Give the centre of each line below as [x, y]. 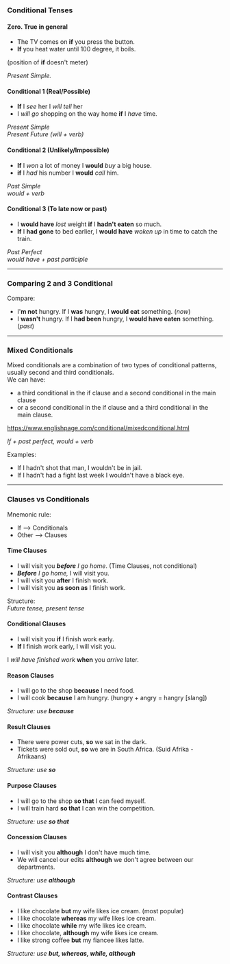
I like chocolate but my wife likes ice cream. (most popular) [100, 911]
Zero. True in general [38, 27]
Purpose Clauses [32, 786]
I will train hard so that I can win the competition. [86, 808]
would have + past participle [48, 259]
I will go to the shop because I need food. [76, 691]
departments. [36, 867]
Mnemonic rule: [29, 514]
